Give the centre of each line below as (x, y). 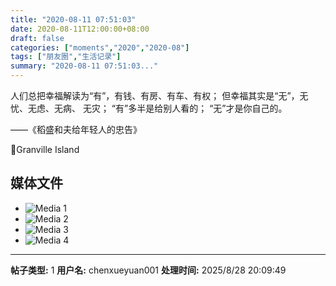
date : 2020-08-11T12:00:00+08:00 (80, 29)
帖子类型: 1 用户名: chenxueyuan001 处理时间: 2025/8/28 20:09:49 (148, 270)
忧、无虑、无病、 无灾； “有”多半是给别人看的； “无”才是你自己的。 (149, 108)
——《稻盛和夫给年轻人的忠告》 (76, 129)
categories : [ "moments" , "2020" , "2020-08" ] (100, 47)
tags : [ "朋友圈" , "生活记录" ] (66, 57)
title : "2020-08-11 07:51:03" (73, 19)
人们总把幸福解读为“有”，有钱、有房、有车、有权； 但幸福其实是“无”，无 (159, 95)
